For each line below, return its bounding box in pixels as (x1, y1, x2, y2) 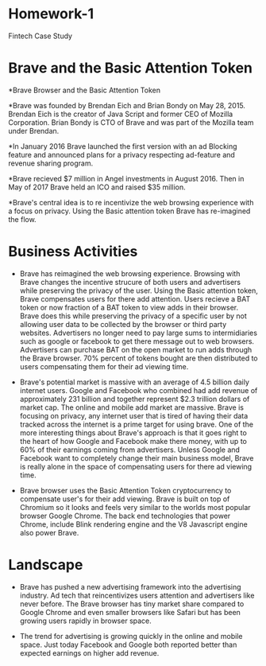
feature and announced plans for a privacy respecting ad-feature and (8, 150, 236, 159)
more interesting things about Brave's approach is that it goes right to (19, 427, 248, 438)
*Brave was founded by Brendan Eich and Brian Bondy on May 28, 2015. (8, 100, 246, 110)
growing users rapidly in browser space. (19, 616, 152, 625)
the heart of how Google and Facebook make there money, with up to (19, 436, 248, 446)
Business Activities (8, 243, 138, 261)
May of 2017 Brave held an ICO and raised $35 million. (8, 182, 186, 192)
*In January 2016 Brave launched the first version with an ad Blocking (8, 141, 237, 151)
